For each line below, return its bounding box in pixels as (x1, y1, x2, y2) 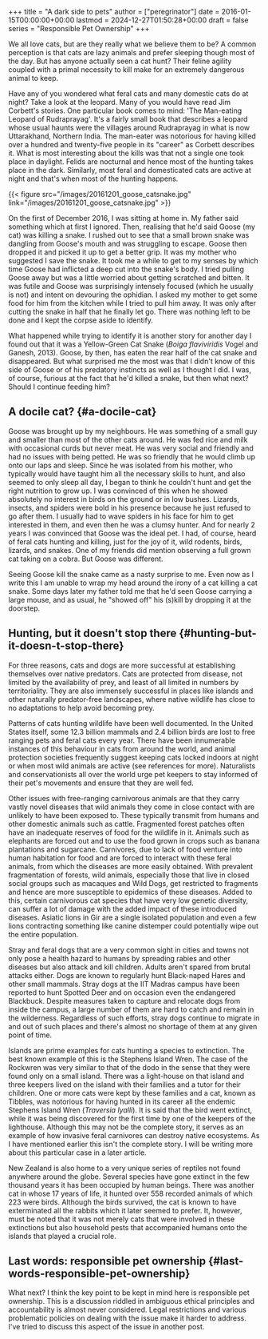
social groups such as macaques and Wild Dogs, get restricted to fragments (8, 878, 258, 888)
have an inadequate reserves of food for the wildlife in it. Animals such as (8, 828, 250, 837)
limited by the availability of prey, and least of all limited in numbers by (8, 677, 239, 687)
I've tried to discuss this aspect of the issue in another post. (8, 1322, 205, 1332)
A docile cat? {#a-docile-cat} (8, 405, 157, 419)
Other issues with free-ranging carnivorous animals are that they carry (8, 793, 240, 803)
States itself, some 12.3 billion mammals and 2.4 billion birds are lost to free (8, 727, 255, 736)
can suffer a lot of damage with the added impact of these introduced (8, 904, 237, 913)
